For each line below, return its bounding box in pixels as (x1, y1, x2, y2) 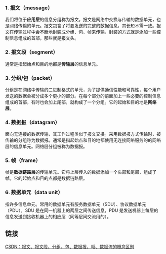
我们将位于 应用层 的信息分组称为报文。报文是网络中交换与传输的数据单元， (5, 16, 157, 23)
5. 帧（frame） (5, 157, 41, 164)
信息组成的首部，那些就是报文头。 (9, 35, 79, 41)
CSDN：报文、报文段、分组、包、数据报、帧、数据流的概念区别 (5, 244, 134, 250)
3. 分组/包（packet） (5, 74, 55, 81)
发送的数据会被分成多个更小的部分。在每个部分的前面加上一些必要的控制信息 (5, 93, 161, 99)
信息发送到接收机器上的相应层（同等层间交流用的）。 (5, 213, 111, 219)
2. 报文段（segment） (5, 49, 58, 55)
